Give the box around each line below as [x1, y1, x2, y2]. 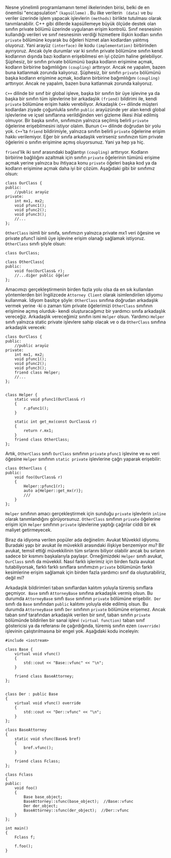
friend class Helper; [14, 370, 60, 375]
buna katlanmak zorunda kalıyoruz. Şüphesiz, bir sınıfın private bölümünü [5, 69, 161, 76]
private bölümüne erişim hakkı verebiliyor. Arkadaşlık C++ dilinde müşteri [5, 101, 158, 107]
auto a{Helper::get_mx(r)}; [23, 488, 83, 493]
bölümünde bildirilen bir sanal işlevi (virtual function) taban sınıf [5, 617, 145, 623]
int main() [5, 826, 29, 831]
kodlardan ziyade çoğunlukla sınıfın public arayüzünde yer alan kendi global [5, 107, 166, 112]
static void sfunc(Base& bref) [14, 736, 81, 741]
